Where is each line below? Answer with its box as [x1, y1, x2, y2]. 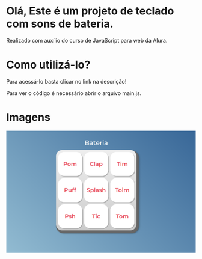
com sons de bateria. [6, 17, 114, 31]
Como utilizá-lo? [6, 58, 91, 72]
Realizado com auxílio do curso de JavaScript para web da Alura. [6, 37, 168, 44]
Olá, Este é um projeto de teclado [6, 4, 174, 18]
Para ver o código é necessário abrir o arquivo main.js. [6, 89, 142, 97]
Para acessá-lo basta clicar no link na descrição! [6, 78, 127, 85]
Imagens [6, 111, 51, 124]
